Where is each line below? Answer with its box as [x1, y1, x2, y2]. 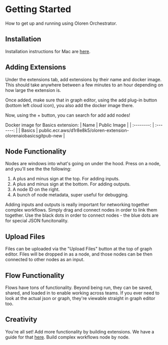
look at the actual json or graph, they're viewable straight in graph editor [5, 295, 155, 301]
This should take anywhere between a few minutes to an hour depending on [5, 82, 163, 88]
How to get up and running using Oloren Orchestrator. [5, 20, 117, 26]
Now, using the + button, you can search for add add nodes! [5, 112, 130, 118]
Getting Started [5, 4, 72, 15]
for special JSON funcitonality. [5, 218, 69, 224]
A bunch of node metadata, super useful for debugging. [12, 192, 129, 198]
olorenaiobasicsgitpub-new [5, 132, 63, 138]
